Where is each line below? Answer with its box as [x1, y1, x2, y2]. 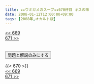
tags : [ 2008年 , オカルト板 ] [5, 16, 56, 21]
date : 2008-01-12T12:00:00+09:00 [5, 12, 74, 17]
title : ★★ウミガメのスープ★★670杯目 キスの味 [5, 7, 90, 12]
